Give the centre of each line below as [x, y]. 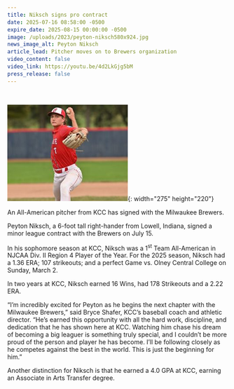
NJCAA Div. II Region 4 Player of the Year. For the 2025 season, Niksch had [116, 255]
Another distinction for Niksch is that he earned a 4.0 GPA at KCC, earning [114, 371]
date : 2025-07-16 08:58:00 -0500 [56, 22]
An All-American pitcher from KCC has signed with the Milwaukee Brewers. [116, 212]
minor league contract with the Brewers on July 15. [81, 233]
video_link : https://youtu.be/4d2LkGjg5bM [70, 67]
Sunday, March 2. [33, 271]
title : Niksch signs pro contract [58, 15]
